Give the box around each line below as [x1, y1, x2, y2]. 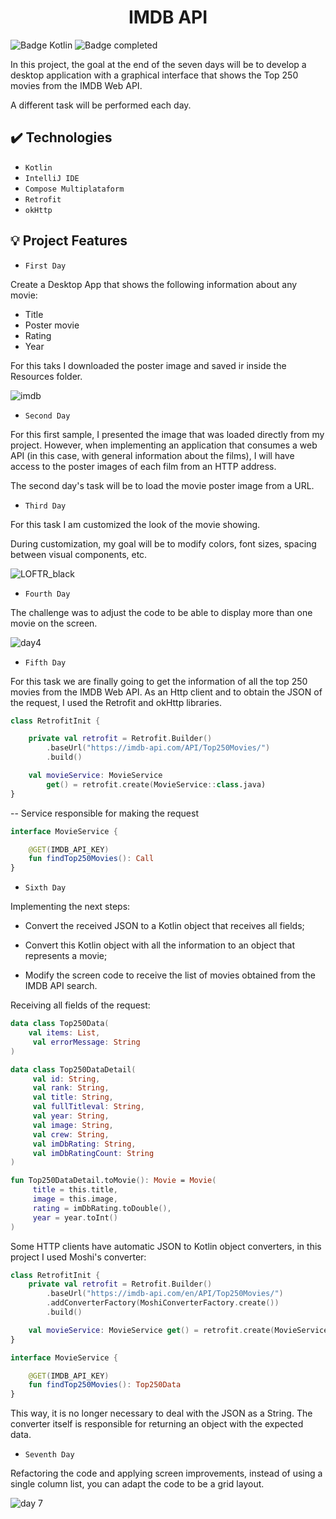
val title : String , [32, 1092, 114, 1103]
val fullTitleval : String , [32, 1102, 145, 1112]
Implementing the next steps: [10, 901, 131, 913]
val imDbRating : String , [32, 1139, 137, 1149]
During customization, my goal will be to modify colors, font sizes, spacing [10, 537, 317, 550]
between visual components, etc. [10, 548, 148, 560]
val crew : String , [32, 1129, 110, 1140]
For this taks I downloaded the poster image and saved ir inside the [10, 359, 287, 371]
